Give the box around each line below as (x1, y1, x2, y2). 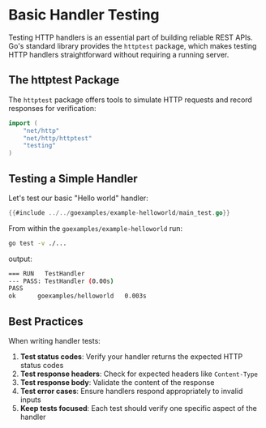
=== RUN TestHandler (8, 269, 85, 277)
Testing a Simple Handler (8, 172, 138, 186)
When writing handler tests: (8, 336, 101, 345)
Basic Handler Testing (8, 6, 160, 24)
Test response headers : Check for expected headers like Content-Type (19, 369, 258, 379)
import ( (8, 119, 38, 127)
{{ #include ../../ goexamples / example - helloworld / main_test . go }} (8, 208, 230, 216)
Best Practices (8, 315, 84, 328)
